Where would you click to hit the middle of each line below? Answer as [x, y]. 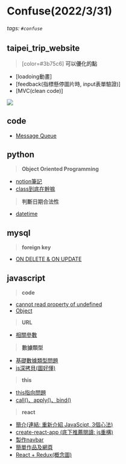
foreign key [36, 247]
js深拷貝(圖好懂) [36, 368]
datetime [27, 214]
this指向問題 [31, 393]
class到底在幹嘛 [35, 189]
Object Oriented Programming [60, 169]
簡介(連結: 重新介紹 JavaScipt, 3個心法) [64, 425]
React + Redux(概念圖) [44, 455]
